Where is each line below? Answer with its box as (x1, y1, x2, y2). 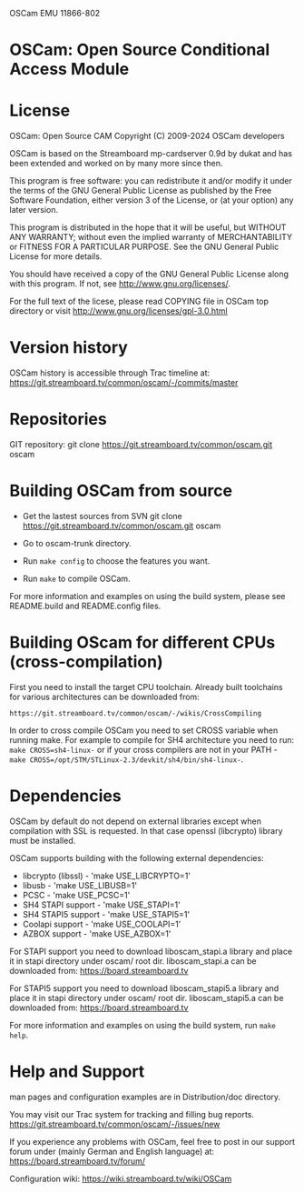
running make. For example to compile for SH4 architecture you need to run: (9, 734, 295, 745)
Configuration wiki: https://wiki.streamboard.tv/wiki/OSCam (9, 1173, 232, 1184)
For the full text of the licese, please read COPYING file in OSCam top (9, 296, 270, 307)
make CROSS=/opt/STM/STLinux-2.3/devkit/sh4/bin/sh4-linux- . (9, 754, 244, 765)
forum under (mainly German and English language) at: (9, 1146, 215, 1157)
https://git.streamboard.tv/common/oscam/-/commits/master (9, 377, 239, 388)
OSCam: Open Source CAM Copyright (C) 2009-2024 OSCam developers (9, 131, 285, 142)
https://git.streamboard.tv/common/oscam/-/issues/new (9, 1118, 221, 1129)
